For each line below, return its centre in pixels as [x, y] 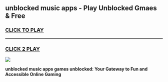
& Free [15, 16]
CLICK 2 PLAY [22, 49]
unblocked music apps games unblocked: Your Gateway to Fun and [76, 69]
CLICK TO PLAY [24, 30]
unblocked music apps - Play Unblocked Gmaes [81, 8]
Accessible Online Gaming [33, 74]
